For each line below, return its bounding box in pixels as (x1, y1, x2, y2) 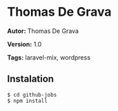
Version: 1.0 (7, 40, 42, 48)
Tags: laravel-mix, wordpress (7, 53, 91, 62)
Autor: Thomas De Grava (7, 27, 79, 35)
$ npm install (7, 97, 48, 104)
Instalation (7, 73, 54, 85)
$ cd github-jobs (7, 91, 57, 98)
